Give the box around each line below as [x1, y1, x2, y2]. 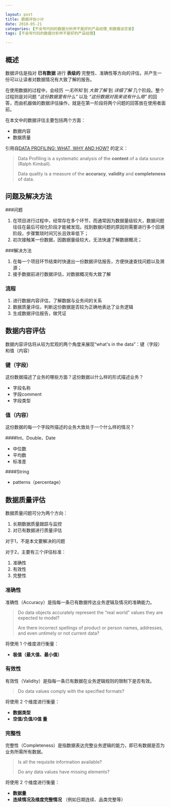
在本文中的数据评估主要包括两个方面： [5, 117, 85, 123]
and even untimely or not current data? [17, 630, 100, 636]
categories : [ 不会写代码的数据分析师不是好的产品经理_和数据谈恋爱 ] [5, 26, 134, 31]
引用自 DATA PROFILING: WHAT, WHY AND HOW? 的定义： [5, 145, 128, 151]
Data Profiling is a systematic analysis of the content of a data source [17, 155, 164, 161]
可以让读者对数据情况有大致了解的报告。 [9, 76, 95, 82]
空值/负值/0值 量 [12, 716, 47, 722]
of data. [17, 176, 35, 182]
